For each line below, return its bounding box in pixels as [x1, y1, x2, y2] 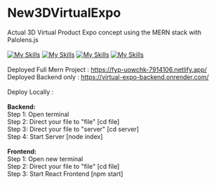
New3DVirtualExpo [7, 5, 121, 21]
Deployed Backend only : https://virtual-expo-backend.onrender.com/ [7, 72, 209, 81]
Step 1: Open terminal [7, 110, 69, 118]
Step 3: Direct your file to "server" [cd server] [7, 125, 139, 133]
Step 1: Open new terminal [7, 154, 83, 163]
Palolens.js [7, 35, 39, 43]
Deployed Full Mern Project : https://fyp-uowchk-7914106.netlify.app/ [7, 65, 208, 74]
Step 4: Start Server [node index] [7, 132, 103, 141]
